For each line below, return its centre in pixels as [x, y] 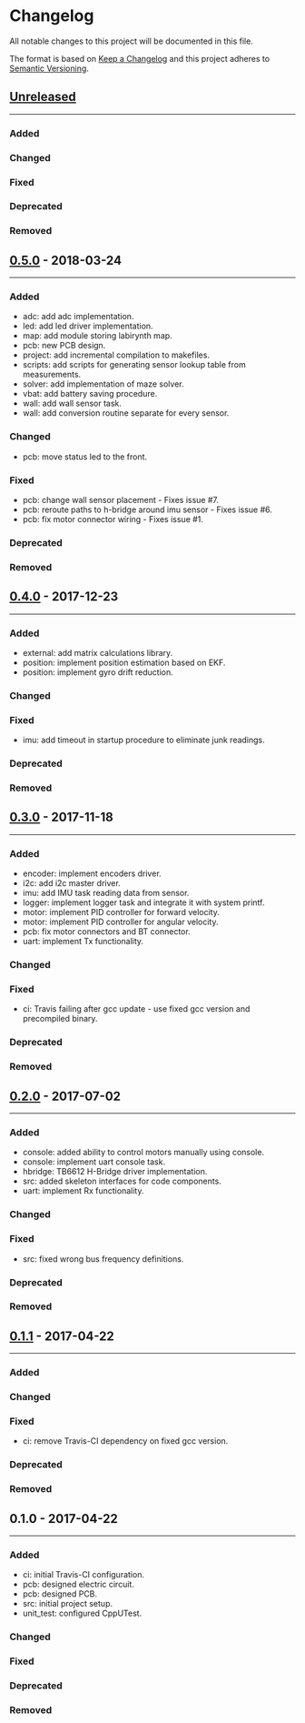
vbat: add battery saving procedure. [90, 394]
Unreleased [43, 97]
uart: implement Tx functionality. [83, 942]
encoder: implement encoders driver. [92, 873]
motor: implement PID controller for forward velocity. [121, 912]
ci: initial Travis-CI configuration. [84, 1575]
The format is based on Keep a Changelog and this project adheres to [140, 58]
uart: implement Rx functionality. [83, 1191]
